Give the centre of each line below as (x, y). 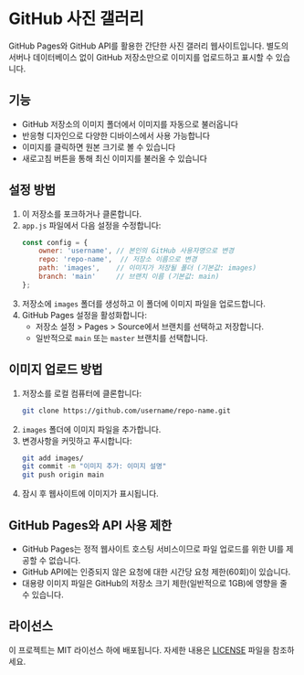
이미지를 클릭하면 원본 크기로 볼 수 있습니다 (99, 146)
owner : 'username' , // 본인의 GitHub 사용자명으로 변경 (136, 251)
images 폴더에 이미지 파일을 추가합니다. (91, 429)
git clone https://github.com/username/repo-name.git (126, 411)
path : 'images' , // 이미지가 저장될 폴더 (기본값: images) (148, 268)
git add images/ (52, 458)
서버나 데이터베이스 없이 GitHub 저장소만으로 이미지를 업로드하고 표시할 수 (141, 57)
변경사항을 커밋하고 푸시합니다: (77, 441)
